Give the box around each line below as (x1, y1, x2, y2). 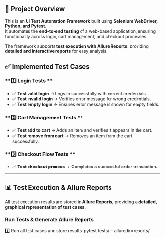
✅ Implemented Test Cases (5, 62, 90, 71)
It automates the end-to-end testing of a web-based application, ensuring (5, 28, 156, 34)
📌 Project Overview (5, 5, 65, 13)
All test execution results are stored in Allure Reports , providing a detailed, (5, 199, 157, 205)
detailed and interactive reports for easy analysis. (5, 48, 108, 54)
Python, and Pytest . (5, 23, 47, 29)
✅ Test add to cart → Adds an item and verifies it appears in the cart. (12, 127, 153, 133)
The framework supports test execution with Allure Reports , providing (5, 43, 149, 49)
